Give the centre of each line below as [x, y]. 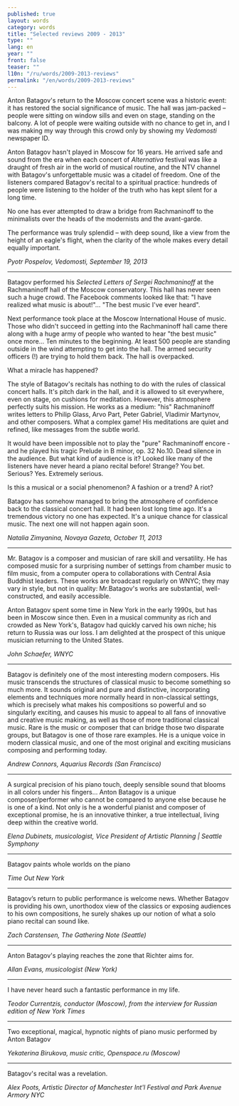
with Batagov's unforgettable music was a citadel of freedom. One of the [114, 175]
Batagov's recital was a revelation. [58, 1074]
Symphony [23, 844]
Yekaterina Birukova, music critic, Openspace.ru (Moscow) [94, 1053]
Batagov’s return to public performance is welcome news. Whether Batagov [118, 899]
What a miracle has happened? [53, 371]
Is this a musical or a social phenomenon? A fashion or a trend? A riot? [110, 487]
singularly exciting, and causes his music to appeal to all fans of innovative [117, 713]
